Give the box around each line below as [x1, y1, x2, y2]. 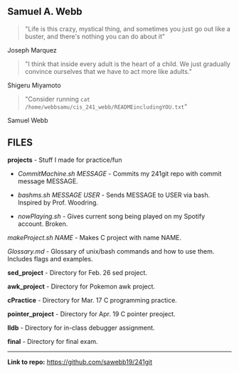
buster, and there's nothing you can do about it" [24, 32, 166, 40]
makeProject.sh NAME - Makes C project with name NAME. [7, 233, 181, 242]
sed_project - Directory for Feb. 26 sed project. [7, 268, 147, 276]
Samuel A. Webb [7, 6, 83, 18]
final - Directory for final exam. [7, 337, 98, 345]
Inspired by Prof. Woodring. [17, 198, 98, 207]
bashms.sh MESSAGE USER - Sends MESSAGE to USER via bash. [17, 190, 211, 199]
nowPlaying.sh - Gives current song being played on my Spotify [17, 212, 206, 220]
